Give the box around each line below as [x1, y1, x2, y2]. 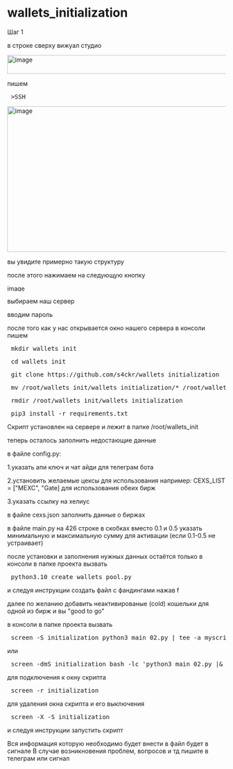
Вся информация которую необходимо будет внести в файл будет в [7, 739, 209, 748]
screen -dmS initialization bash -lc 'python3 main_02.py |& [10, 660, 223, 668]
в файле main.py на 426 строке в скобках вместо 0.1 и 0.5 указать [7, 524, 202, 532]
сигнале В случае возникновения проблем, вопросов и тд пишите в [7, 747, 209, 755]
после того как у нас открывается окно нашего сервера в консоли [7, 324, 206, 332]
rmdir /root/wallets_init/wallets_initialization [10, 397, 183, 404]
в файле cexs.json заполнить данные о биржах [7, 510, 146, 519]
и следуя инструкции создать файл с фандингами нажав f [7, 586, 180, 594]
